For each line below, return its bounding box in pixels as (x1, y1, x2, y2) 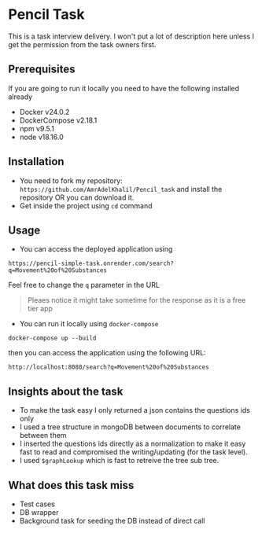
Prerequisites (8, 63, 76, 76)
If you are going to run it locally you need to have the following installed (8, 83, 240, 93)
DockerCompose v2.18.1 (19, 116, 98, 125)
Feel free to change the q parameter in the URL (8, 281, 160, 290)
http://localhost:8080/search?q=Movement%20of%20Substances (8, 363, 210, 371)
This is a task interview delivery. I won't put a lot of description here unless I (8, 31, 254, 41)
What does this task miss (8, 478, 135, 492)
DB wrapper (19, 508, 59, 516)
